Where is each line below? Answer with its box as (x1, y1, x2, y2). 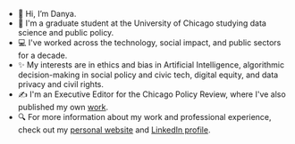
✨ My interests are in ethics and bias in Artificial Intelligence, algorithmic (17, 60, 284, 70)
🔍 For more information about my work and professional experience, (17, 112, 272, 122)
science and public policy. (17, 28, 114, 37)
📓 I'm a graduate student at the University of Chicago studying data (17, 18, 266, 28)
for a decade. (17, 50, 68, 60)
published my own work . (17, 102, 109, 112)
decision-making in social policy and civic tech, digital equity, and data (17, 69, 279, 80)
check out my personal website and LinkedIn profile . (17, 124, 211, 135)
